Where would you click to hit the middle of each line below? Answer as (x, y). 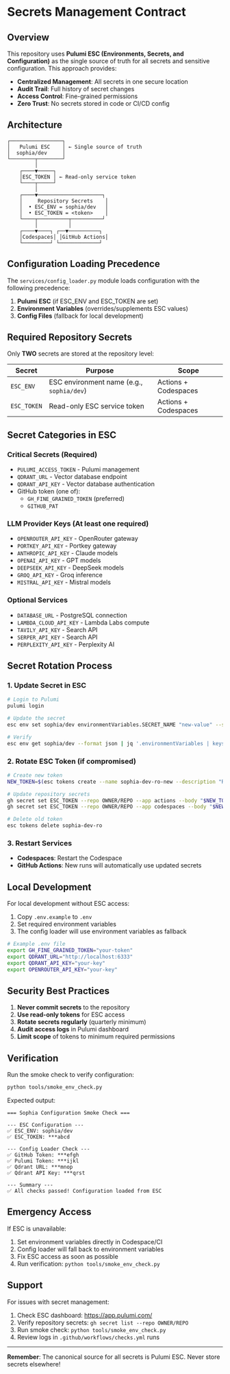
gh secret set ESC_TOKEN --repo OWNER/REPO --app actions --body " (105, 800)
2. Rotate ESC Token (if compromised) (72, 761)
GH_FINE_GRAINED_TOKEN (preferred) (76, 499)
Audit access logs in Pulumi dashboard (73, 1029)
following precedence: (39, 288)
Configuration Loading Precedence (84, 264)
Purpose (100, 371)
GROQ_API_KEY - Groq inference (60, 575)
